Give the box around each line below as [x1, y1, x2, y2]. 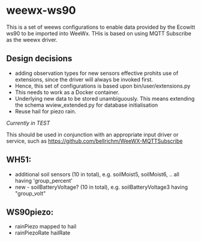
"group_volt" [14, 189, 46, 197]
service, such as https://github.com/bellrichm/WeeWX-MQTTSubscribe [6, 137, 183, 144]
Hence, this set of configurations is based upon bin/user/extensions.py [14, 82, 191, 89]
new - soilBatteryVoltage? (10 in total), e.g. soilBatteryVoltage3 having [14, 183, 188, 191]
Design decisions [6, 53, 73, 64]
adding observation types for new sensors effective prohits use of [14, 70, 179, 77]
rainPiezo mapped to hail [14, 223, 77, 230]
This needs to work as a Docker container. [14, 88, 120, 96]
